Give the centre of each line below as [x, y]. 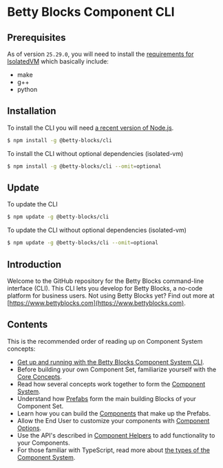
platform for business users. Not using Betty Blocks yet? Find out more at [111, 295]
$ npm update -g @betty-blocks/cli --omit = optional [83, 243]
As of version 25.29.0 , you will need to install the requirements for [100, 54]
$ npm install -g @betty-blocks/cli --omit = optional [84, 166]
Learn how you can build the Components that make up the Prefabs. [114, 413]
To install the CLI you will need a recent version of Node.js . [91, 128]
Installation [32, 111]
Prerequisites [36, 38]
